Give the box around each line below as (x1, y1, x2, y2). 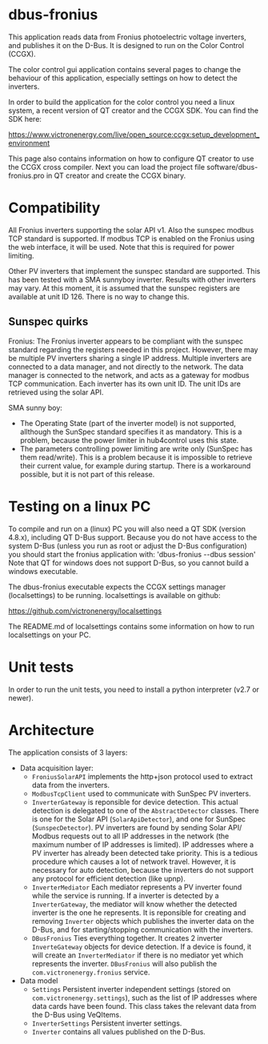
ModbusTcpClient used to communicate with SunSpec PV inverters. (31, 789, 251, 798)
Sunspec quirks (8, 315, 89, 329)
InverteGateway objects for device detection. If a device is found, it (31, 942, 252, 951)
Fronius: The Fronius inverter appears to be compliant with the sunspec (8, 336, 244, 346)
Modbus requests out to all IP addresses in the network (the (31, 831, 230, 841)
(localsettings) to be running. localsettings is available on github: (8, 590, 221, 600)
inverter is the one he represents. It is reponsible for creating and (31, 907, 246, 918)
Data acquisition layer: (19, 763, 94, 773)
